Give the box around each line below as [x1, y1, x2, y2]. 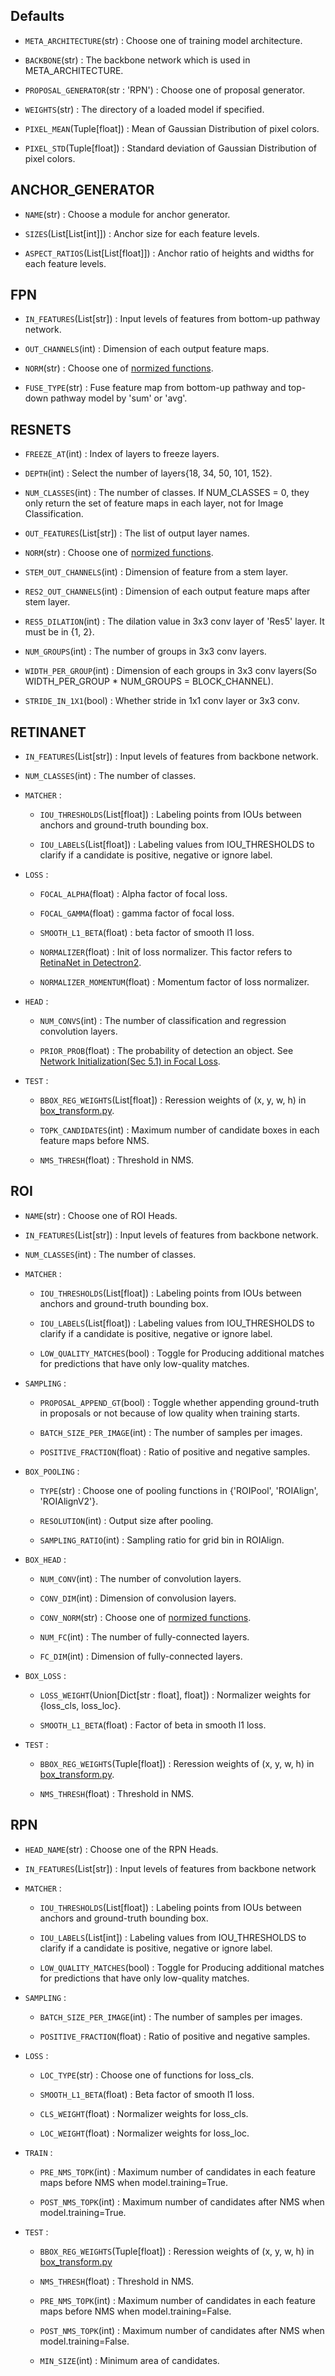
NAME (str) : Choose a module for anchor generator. [24, 208, 231, 220]
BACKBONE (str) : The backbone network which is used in [24, 54, 251, 66]
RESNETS [10, 421, 72, 438]
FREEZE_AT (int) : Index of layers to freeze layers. [24, 448, 220, 460]
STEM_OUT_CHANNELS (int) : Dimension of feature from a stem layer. [24, 566, 288, 578]
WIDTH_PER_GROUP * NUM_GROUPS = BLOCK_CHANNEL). [24, 675, 274, 688]
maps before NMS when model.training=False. [39, 2305, 232, 2317]
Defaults [10, 8, 65, 25]
